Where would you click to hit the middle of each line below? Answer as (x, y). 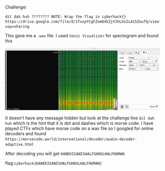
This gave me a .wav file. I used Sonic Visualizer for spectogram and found (82, 36)
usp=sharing (17, 27)
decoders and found (26, 134)
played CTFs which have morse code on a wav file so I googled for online (79, 128)
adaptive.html (20, 144)
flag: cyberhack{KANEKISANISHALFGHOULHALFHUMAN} (54, 163)
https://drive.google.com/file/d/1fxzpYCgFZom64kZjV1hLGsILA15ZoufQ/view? (83, 22)
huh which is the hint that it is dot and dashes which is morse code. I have (79, 123)
